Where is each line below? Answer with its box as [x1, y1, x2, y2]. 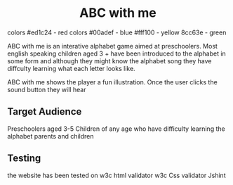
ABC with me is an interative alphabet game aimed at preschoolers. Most [7, 42, 218, 50]
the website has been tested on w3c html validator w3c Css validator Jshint [7, 171, 226, 179]
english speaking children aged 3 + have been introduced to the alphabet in [7, 49, 226, 58]
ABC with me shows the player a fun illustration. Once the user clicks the [7, 77, 218, 86]
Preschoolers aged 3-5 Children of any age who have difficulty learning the [7, 125, 226, 133]
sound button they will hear [7, 85, 86, 94]
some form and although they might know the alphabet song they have [7, 56, 212, 65]
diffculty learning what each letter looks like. [7, 64, 135, 72]
